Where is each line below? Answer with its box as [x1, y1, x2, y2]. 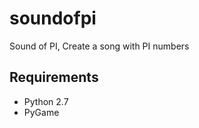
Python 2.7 [23, 95, 69, 107]
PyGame [23, 106, 60, 118]
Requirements [9, 69, 99, 86]
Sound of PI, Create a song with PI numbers [9, 40, 190, 52]
